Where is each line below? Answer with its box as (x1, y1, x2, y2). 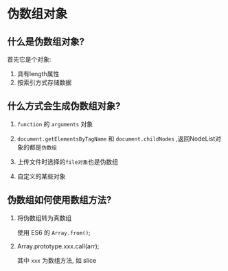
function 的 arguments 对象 (16, 119, 93, 128)
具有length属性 (16, 70, 60, 78)
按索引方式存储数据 (16, 78, 72, 86)
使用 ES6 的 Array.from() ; (16, 228, 91, 237)
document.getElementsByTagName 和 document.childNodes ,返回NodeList (16, 134, 216, 143)
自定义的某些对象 (16, 172, 66, 180)
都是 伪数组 (29, 143, 57, 151)
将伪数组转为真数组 (16, 213, 72, 222)
